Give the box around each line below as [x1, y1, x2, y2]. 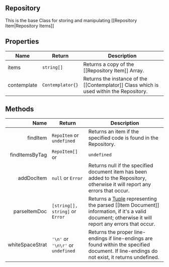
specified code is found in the [88, 134, 158, 141]
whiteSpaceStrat [8, 241, 47, 248]
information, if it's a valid [88, 208, 147, 215]
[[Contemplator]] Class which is [83, 81, 159, 88]
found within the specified [88, 241, 150, 248]
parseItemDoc [13, 208, 47, 215]
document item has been [88, 168, 147, 175]
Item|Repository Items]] [5, 23, 54, 29]
